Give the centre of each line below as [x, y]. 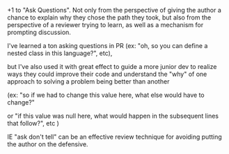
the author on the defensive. [48, 144]
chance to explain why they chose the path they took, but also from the [109, 17]
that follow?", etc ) [33, 123]
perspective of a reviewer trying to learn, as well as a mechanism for [105, 25]
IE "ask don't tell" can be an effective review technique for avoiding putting [115, 137]
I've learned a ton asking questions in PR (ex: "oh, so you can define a [108, 46]
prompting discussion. [39, 32]
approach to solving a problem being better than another [88, 82]
